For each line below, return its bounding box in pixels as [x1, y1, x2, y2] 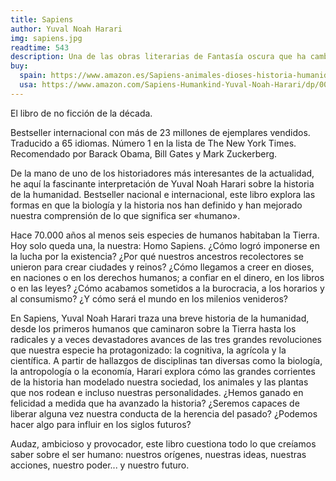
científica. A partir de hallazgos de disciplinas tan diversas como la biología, [10, 354, 323, 366]
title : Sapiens [10, 14, 74, 25]
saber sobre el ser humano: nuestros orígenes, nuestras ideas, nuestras [10, 448, 307, 460]
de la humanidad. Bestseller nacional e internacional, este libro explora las [10, 188, 316, 200]
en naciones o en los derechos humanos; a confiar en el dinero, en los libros [10, 271, 325, 283]
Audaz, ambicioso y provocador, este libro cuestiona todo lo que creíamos [10, 437, 317, 450]
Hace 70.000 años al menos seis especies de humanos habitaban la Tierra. [10, 229, 320, 241]
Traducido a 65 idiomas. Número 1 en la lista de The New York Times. [10, 137, 297, 149]
